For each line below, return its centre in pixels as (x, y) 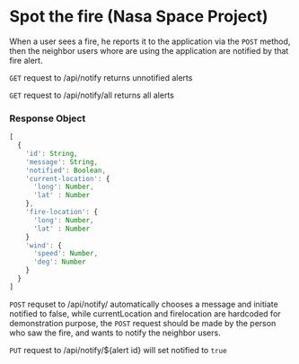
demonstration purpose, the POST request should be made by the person (143, 323)
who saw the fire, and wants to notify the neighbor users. (115, 333)
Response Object (48, 118)
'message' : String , (62, 162)
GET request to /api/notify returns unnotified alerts (101, 77)
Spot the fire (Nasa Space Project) (139, 17)
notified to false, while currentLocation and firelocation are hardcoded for (145, 313)
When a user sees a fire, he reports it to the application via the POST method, (150, 41)
